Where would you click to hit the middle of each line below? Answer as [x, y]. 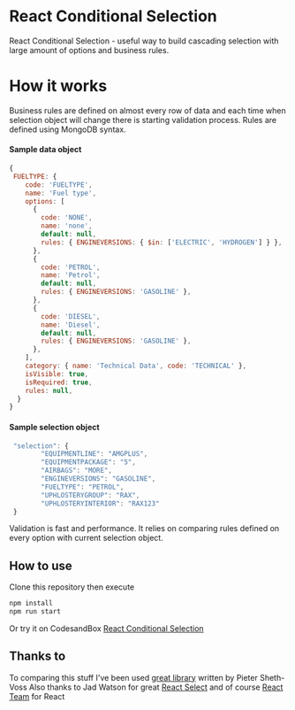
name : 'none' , [67, 226]
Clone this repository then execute [72, 587]
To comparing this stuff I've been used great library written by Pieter [133, 677]
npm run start [35, 612]
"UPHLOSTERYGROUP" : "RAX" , [91, 495]
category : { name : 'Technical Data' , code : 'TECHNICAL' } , [136, 366]
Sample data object [45, 150]
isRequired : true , [59, 382]
